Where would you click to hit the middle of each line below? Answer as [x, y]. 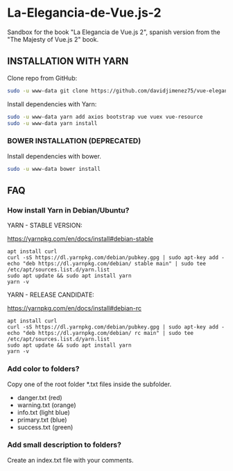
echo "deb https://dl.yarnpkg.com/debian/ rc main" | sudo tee [101, 333]
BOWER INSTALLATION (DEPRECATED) [74, 141]
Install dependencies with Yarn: [52, 104]
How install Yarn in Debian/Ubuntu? [68, 210]
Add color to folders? [43, 369]
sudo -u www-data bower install [54, 169]
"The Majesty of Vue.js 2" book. [53, 39]
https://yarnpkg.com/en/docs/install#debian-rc [75, 308]
